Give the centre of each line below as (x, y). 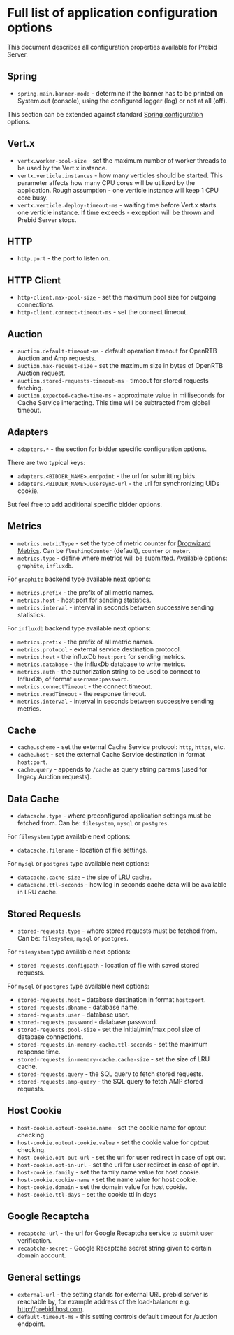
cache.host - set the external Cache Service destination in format (111, 755)
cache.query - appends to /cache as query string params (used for (112, 769)
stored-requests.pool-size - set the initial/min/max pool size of (109, 1030)
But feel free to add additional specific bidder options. (85, 504)
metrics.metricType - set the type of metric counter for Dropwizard (114, 543)
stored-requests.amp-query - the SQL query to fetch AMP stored (110, 1082)
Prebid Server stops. (47, 220)
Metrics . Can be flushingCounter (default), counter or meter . (104, 550)
